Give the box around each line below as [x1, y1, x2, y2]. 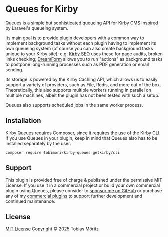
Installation [5, 116, 41, 125]
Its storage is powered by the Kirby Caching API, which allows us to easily [5, 76, 158, 82]
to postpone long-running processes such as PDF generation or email [5, 61, 149, 67]
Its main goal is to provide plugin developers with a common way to [5, 35, 144, 41]
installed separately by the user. [5, 140, 71, 146]
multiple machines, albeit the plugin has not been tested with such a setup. [5, 92, 160, 98]
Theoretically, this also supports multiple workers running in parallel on [5, 87, 152, 93]
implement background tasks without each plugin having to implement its [5, 40, 156, 46]
